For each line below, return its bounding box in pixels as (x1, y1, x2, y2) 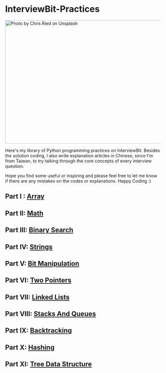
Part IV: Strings (5, 243, 53, 251)
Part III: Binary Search (5, 226, 74, 234)
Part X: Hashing (5, 343, 55, 351)
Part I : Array (5, 192, 45, 201)
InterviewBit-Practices (5, 3, 100, 15)
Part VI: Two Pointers (5, 276, 72, 285)
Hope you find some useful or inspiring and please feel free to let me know (5, 173, 157, 179)
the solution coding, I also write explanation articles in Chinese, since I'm (5, 152, 153, 158)
